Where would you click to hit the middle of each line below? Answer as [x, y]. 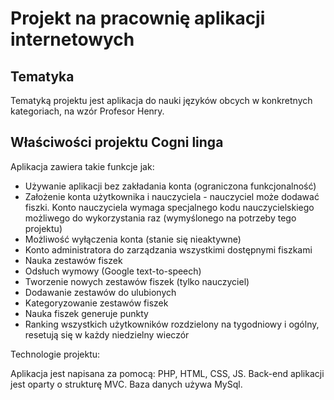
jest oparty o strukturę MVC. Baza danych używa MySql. [126, 384]
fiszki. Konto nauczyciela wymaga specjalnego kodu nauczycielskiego [169, 207]
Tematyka [42, 76]
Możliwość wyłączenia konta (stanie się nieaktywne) [133, 239]
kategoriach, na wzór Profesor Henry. [87, 111]
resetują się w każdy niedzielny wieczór [107, 334]
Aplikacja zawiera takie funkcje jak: [82, 166]
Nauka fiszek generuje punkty [86, 313]
